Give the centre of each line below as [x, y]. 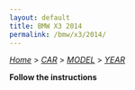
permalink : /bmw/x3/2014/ [58, 34]
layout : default [40, 18]
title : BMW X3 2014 [46, 26]
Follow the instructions [53, 77]
